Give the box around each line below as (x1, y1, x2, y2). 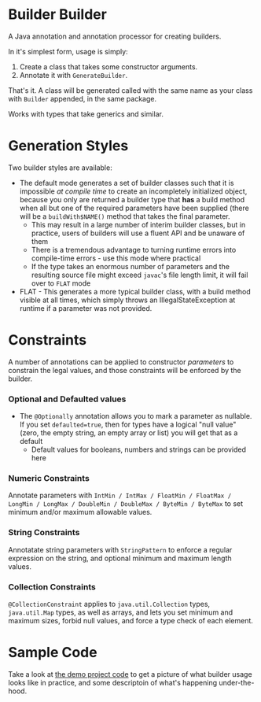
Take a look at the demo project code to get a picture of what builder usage (8, 669, 253, 678)
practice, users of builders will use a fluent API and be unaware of (31, 228, 245, 238)
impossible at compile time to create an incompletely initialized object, (19, 187, 248, 196)
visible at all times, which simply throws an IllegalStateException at (19, 295, 236, 305)
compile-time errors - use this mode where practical (31, 253, 201, 263)
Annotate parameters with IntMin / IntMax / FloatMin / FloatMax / (8, 490, 232, 501)
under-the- (219, 678, 255, 687)
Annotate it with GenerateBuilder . (19, 70, 128, 79)
